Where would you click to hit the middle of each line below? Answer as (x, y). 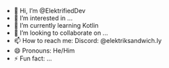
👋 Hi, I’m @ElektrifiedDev (49, 11)
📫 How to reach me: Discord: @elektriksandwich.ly (88, 41)
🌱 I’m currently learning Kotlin (56, 25)
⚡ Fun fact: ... (33, 58)
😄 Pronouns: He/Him (44, 51)
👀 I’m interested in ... (43, 18)
